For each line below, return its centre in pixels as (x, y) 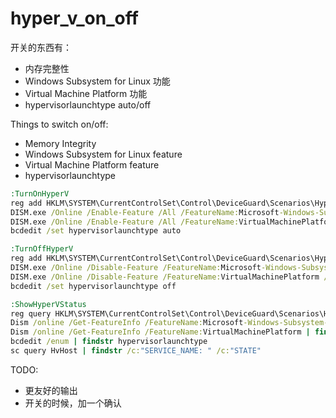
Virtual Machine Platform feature (92, 164)
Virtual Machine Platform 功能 (86, 93)
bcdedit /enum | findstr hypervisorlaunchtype (109, 342)
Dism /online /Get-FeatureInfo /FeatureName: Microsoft (127, 323)
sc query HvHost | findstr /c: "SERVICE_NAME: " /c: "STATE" (136, 351)
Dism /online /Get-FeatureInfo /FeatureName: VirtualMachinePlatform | (160, 332)
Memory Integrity (60, 143)
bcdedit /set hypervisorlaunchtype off (93, 286)
